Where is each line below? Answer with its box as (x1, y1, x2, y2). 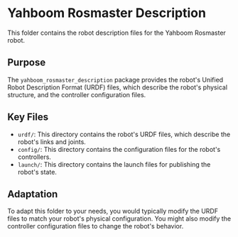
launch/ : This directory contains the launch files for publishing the (17, 160, 211, 168)
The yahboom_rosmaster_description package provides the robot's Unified (7, 75, 224, 84)
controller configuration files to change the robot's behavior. (7, 222, 184, 231)
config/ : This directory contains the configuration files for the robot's (17, 145, 221, 153)
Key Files (7, 111, 48, 123)
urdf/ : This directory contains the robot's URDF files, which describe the (17, 130, 231, 138)
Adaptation (7, 188, 58, 200)
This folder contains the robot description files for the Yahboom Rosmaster (7, 28, 226, 37)
